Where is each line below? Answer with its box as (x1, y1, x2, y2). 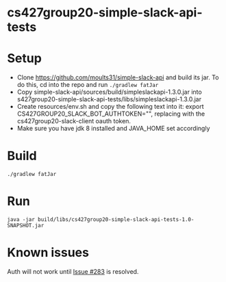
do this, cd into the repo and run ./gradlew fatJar (16, 81, 159, 89)
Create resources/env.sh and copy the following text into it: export (16, 103, 204, 111)
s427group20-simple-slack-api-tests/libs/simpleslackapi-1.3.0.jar (16, 95, 202, 103)
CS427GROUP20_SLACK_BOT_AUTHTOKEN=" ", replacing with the (16, 110, 205, 118)
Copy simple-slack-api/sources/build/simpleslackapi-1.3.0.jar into (16, 88, 202, 97)
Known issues (7, 245, 89, 261)
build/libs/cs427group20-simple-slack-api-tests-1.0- (37, 216, 194, 223)
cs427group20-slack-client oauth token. (16, 117, 131, 125)
